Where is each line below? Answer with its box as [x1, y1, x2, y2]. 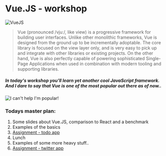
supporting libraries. [17, 66, 59, 72]
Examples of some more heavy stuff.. [12, 140, 89, 146]
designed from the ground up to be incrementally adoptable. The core [17, 39, 161, 45]
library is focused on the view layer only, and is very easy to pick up [17, 45, 157, 51]
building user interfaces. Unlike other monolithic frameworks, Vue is [17, 34, 157, 40]
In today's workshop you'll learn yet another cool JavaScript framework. [5, 78, 160, 83]
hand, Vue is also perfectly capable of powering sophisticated [17, 55, 145, 61]
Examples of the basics [12, 124, 61, 130]
